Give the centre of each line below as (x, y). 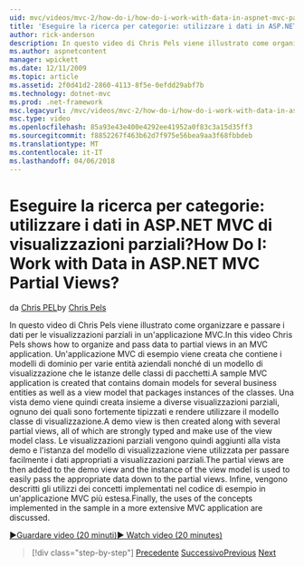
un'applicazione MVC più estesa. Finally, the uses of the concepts (131, 498)
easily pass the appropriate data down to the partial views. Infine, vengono (148, 479)
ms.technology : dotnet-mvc (60, 93)
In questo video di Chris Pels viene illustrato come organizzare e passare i (147, 325)
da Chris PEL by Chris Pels (58, 308)
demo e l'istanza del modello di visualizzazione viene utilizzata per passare (149, 450)
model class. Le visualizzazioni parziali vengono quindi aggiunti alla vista (145, 441)
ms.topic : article (44, 77)
